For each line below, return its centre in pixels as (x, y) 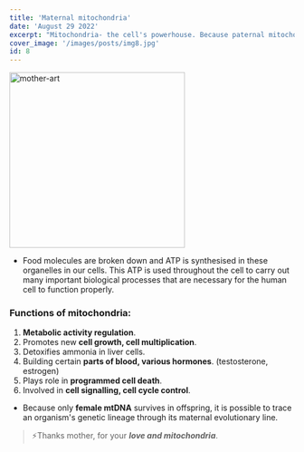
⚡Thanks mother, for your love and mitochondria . (125, 436)
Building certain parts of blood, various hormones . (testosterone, (145, 361)
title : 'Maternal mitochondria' (70, 18)
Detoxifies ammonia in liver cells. (84, 352)
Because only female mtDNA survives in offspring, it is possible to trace (157, 408)
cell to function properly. (68, 290)
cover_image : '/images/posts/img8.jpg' (85, 43)
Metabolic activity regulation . (79, 332)
